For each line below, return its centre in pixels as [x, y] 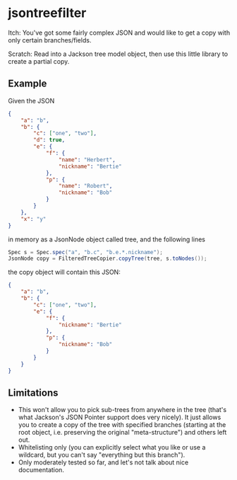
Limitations [33, 393]
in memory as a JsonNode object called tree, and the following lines [107, 239]
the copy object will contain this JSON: [64, 272]
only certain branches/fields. [50, 40]
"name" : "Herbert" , [87, 160]
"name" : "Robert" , [85, 186]
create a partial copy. [39, 61]
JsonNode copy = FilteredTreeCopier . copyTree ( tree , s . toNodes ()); [108, 259]
